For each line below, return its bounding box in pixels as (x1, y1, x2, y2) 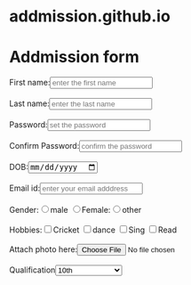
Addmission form (9, 47, 139, 68)
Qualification (9, 265, 56, 275)
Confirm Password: (9, 141, 80, 151)
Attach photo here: (9, 244, 78, 255)
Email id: (9, 183, 41, 193)
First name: (9, 77, 51, 88)
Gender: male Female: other (9, 205, 142, 216)
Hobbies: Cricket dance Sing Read (9, 224, 178, 235)
